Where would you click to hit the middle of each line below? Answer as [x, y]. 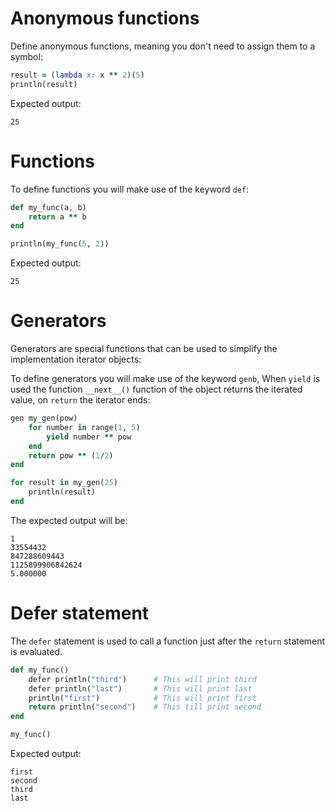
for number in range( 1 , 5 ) [84, 427]
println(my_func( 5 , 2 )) [60, 244]
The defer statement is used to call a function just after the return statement [168, 641]
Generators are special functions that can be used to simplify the [144, 349]
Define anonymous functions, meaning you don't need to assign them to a [163, 46]
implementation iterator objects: [76, 359]
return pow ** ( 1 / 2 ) [71, 455]
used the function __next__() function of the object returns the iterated [156, 389]
